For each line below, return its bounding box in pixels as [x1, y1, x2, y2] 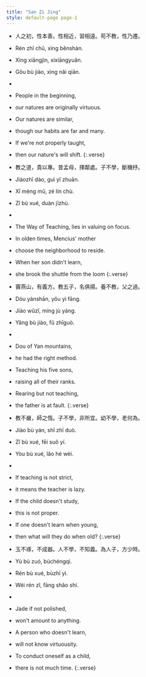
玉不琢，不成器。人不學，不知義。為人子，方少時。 [15, 545, 144, 552]
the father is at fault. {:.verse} [15, 401, 89, 409]
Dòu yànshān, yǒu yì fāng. [15, 295, 81, 302]
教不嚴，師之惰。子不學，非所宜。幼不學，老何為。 [15, 414, 144, 421]
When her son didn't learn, [15, 258, 82, 266]
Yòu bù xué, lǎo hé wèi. [15, 450, 74, 457]
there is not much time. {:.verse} [15, 664, 96, 672]
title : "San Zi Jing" [6, 9, 61, 15]
